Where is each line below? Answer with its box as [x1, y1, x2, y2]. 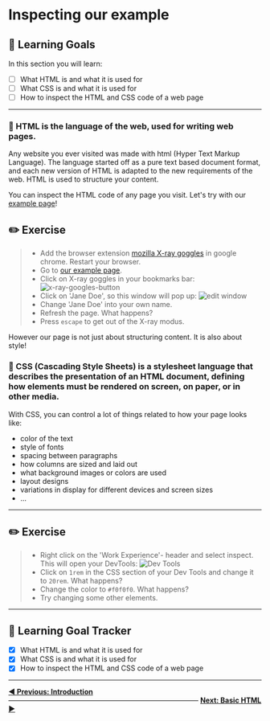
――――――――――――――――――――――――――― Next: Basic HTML [8, 695, 262, 705]
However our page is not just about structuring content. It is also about [8, 332, 243, 342]
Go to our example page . [39, 265, 123, 275]
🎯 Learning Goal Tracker [8, 624, 132, 637]
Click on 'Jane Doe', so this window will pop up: [39, 291, 197, 301]
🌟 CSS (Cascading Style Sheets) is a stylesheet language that [8, 361, 253, 372]
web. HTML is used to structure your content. [8, 174, 159, 184]
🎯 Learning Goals [8, 38, 96, 51]
